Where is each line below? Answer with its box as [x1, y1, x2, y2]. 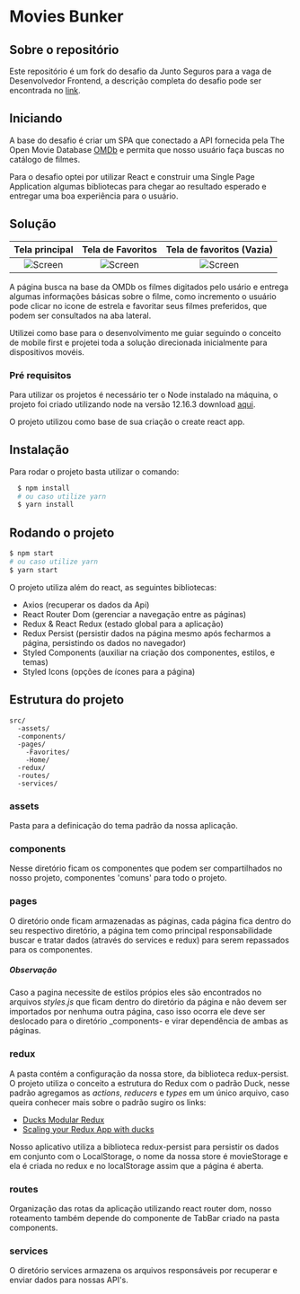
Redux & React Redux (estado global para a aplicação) [22, 618, 225, 629]
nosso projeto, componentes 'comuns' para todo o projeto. [9, 873, 227, 883]
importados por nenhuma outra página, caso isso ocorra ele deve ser [9, 1006, 266, 1017]
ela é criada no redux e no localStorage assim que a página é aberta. [9, 1160, 264, 1171]
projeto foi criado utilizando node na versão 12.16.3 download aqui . [9, 398, 256, 410]
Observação [9, 964, 57, 976]
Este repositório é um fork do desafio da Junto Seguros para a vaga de [9, 66, 272, 76]
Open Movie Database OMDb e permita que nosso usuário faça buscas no [9, 144, 285, 155]
